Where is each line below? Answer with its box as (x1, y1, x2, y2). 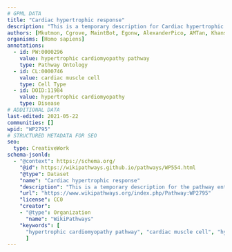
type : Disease (19, 100, 60, 107)
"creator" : (19, 203, 51, 210)
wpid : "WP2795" (7, 126, 51, 133)
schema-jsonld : (7, 151, 51, 159)
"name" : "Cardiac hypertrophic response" (19, 177, 140, 184)
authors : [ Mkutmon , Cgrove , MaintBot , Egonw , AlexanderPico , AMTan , (7, 29, 209, 37)
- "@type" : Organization (19, 209, 91, 216)
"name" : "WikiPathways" (25, 215, 95, 222)
